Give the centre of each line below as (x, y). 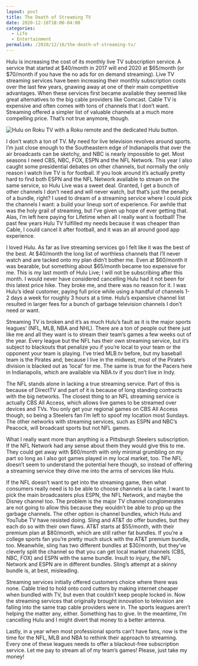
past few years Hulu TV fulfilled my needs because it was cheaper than (93, 223)
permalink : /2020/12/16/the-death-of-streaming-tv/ (71, 45)
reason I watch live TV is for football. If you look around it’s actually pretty (95, 173)
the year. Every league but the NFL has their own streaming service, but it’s (98, 340)
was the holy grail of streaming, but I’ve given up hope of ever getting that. (97, 211)
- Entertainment (31, 39)
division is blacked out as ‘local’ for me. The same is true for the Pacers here (99, 366)
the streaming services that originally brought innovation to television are (95, 601)
